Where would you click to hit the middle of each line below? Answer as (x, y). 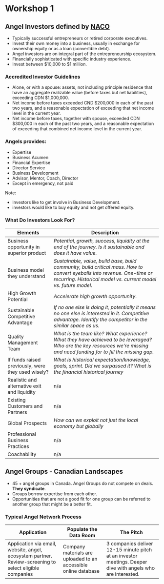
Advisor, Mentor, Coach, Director (45, 178)
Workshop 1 (30, 9)
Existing (17, 400)
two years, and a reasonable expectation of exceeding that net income (83, 108)
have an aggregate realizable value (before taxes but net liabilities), (80, 93)
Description (105, 232)
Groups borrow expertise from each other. (55, 494)
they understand (26, 276)
